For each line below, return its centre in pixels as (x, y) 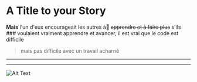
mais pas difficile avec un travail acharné (70, 50)
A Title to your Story (56, 11)
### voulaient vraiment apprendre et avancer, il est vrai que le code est (92, 33)
